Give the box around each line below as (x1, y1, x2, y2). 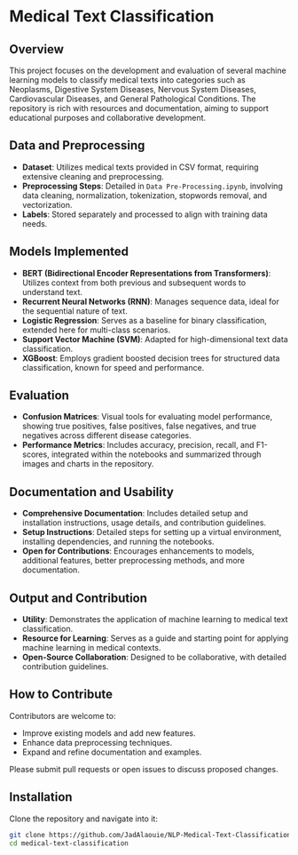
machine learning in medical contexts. (21, 643, 161, 653)
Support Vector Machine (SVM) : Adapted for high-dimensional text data (21, 333, 288, 344)
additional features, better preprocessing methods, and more (21, 555, 246, 566)
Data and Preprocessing (9, 138, 145, 153)
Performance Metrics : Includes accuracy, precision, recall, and (21, 440, 255, 451)
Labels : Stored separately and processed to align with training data (21, 209, 268, 220)
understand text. (21, 286, 82, 297)
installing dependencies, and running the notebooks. (21, 536, 215, 547)
